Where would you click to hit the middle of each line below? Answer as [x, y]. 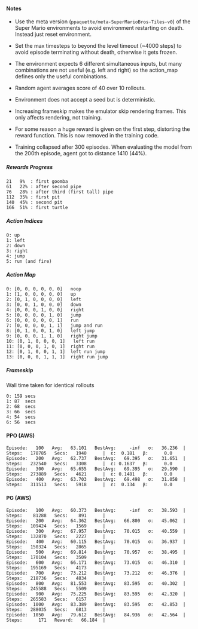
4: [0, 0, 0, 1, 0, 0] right [45, 310]
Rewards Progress [30, 167]
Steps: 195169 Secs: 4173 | [56, 568]
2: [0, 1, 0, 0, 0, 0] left [44, 300]
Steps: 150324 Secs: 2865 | [56, 547]
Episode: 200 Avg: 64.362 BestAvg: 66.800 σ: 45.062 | [96, 521]
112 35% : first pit [33, 197]
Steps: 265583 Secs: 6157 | [56, 599]
